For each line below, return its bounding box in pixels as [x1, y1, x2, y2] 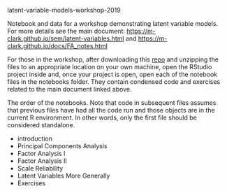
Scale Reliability [17, 164, 64, 172]
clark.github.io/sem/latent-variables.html [7, 34, 124, 43]
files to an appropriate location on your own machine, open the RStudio [7, 63, 212, 71]
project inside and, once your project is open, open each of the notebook [7, 70, 218, 78]
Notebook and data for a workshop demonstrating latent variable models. [7, 20, 219, 27]
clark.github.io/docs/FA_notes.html [7, 42, 108, 50]
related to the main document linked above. [7, 85, 132, 93]
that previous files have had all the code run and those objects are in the [7, 106, 215, 114]
